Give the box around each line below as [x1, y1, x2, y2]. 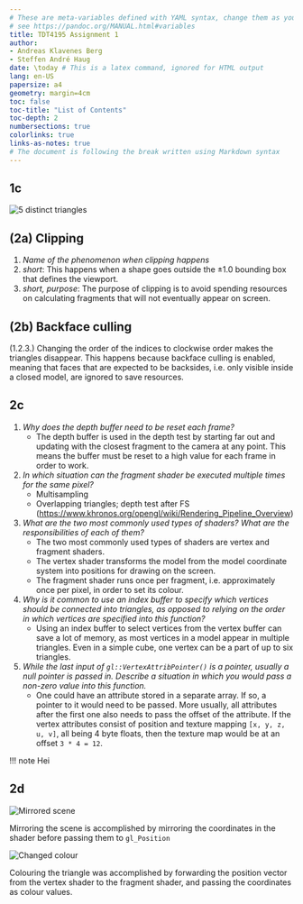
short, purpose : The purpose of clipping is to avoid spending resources [22, 283, 288, 294]
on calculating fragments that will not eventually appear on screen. [22, 293, 271, 304]
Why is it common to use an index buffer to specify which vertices [22, 594, 269, 605]
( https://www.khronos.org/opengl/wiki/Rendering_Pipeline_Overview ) [35, 507, 294, 518]
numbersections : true [9, 123, 91, 132]
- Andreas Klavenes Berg [9, 47, 103, 56]
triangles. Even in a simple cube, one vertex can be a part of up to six [35, 642, 294, 653]
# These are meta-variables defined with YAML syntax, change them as [9, 13, 280, 23]
